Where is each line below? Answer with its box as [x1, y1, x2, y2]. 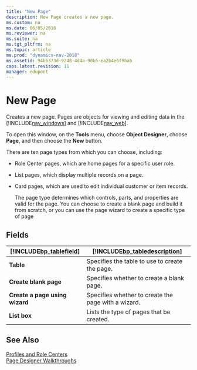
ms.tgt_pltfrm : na [6, 42, 51, 48]
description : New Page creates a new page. [6, 14, 114, 20]
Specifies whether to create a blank [86, 274, 185, 282]
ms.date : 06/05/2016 [6, 25, 57, 31]
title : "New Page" [6, 8, 51, 15]
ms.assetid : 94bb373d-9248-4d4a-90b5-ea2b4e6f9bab [6, 58, 133, 63]
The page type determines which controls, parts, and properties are [14, 194, 179, 201]
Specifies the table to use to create [86, 257, 183, 265]
